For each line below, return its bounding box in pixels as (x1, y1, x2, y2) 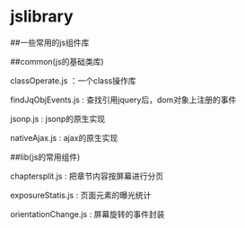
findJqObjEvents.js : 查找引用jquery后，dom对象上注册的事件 (10, 94, 237, 105)
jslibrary (10, 6, 74, 27)
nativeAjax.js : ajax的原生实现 (10, 132, 118, 143)
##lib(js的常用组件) (10, 151, 81, 162)
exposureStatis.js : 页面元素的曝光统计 (10, 189, 152, 200)
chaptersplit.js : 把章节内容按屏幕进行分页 (10, 171, 164, 181)
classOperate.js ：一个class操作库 (10, 75, 136, 86)
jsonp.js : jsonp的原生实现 (10, 113, 106, 124)
